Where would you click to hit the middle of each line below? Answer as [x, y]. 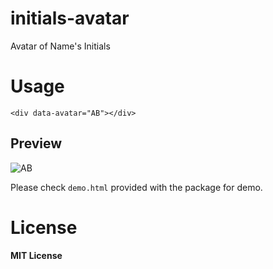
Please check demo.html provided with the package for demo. [136, 187]
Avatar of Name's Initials [60, 46]
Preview [36, 143]
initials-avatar [70, 18]
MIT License [36, 255]
